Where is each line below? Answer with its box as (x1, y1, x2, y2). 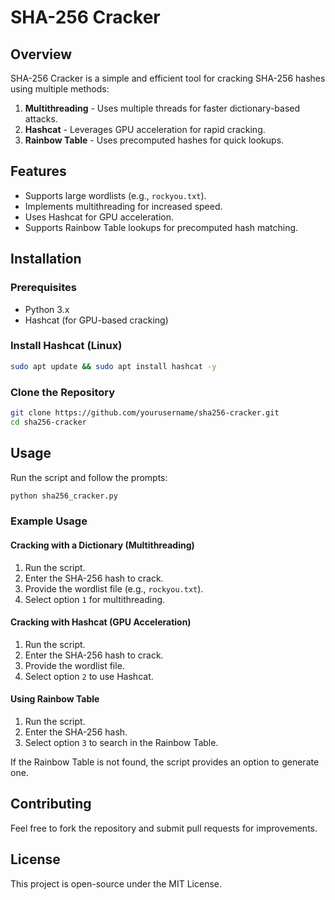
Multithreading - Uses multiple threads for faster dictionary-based (24, 102, 301, 114)
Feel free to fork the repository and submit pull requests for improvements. (10, 822, 318, 834)
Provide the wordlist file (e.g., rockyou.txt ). (24, 582, 204, 595)
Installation (10, 251, 82, 268)
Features (10, 163, 67, 180)
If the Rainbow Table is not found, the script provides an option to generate (10, 756, 320, 768)
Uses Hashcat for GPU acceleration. (24, 211, 175, 223)
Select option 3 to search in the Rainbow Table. (24, 736, 219, 748)
